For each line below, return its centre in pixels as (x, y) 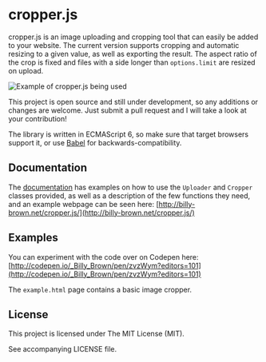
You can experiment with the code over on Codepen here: (103, 257)
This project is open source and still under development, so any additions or (133, 101)
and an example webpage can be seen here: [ (84, 204)
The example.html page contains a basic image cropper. (100, 289)
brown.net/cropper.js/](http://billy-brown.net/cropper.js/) (102, 213)
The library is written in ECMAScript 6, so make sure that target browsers (129, 134)
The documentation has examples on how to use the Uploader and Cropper (131, 187)
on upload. (26, 70)
